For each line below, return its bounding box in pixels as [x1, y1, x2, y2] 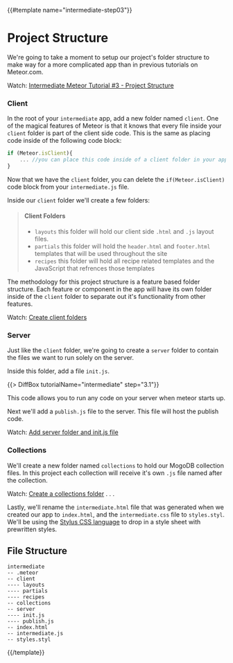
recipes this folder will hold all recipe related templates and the [34, 257, 215, 266]
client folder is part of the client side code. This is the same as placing [7, 129, 211, 137]
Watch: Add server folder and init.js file [7, 428, 119, 436]
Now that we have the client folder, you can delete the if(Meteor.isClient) [7, 175, 225, 183]
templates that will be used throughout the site [34, 250, 168, 258]
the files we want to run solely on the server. [7, 354, 134, 362]
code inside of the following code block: [7, 137, 122, 145]
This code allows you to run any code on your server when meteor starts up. [7, 394, 226, 402]
